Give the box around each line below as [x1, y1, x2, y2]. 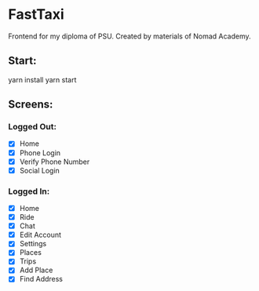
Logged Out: [8, 122, 57, 133]
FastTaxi [8, 5, 64, 24]
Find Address [19, 275, 64, 284]
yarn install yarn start [8, 75, 77, 84]
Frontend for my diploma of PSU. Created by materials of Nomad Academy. [8, 31, 251, 41]
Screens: [8, 98, 53, 111]
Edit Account [19, 230, 61, 240]
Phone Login [19, 147, 61, 158]
